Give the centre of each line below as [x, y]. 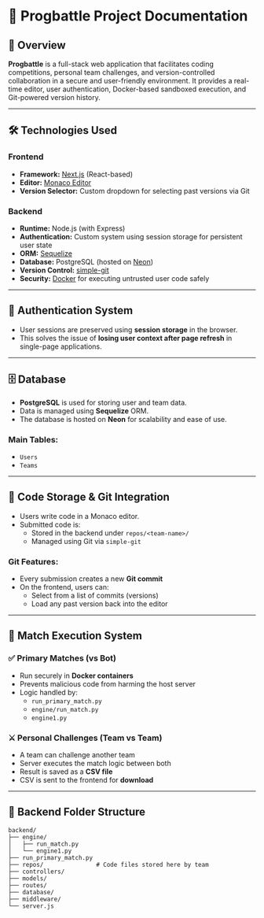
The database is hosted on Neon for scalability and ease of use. [123, 419]
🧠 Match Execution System [75, 636]
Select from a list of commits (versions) [95, 596]
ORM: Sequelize [46, 253]
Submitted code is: [50, 524]
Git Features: [33, 561]
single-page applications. [60, 346]
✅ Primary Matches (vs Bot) [62, 658]
